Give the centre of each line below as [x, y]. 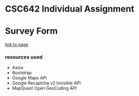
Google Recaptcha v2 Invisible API [46, 83]
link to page [17, 45]
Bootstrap [22, 73]
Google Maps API [29, 78]
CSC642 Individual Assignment [70, 9]
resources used [24, 57]
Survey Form [31, 31]
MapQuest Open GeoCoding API [44, 88]
